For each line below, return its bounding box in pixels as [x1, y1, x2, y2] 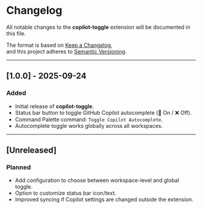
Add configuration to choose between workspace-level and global [14, 177, 179, 184]
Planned [6, 163, 31, 171]
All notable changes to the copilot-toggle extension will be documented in [6, 23, 191, 31]
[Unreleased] [6, 145, 57, 156]
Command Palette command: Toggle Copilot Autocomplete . [14, 115, 164, 123]
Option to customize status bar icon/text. [14, 190, 116, 197]
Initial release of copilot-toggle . [14, 103, 94, 110]
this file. [6, 29, 26, 37]
